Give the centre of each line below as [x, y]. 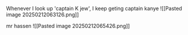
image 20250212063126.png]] [42, 15]
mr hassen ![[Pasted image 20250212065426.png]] [68, 26]
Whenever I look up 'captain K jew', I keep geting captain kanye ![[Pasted [94, 8]
